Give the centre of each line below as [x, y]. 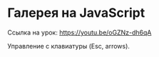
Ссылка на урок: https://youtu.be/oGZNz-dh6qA [79, 32]
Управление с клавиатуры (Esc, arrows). [69, 46]
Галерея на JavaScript [76, 13]
